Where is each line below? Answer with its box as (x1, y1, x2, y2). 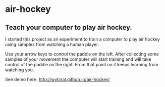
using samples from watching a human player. (5, 42, 99, 47)
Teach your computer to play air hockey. (5, 23, 132, 32)
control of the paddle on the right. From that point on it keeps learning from (5, 62, 159, 67)
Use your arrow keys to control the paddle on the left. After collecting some (5, 51, 159, 57)
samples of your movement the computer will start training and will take (5, 56, 151, 62)
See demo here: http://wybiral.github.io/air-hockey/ (5, 77, 110, 82)
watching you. (5, 67, 34, 73)
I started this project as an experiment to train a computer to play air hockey (5, 36, 160, 42)
